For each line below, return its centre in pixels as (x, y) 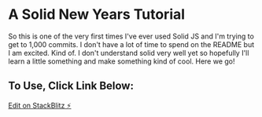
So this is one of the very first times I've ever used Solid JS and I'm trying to (131, 36)
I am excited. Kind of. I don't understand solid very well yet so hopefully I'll (129, 53)
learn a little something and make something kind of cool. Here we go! (122, 61)
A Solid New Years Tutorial (97, 15)
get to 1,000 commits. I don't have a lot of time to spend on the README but (131, 44)
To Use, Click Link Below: (71, 86)
